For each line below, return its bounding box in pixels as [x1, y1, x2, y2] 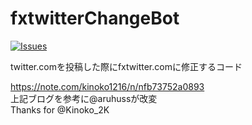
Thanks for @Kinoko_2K [10, 103, 110, 116]
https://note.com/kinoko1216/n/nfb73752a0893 [10, 80, 205, 92]
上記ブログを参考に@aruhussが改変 [10, 92, 158, 104]
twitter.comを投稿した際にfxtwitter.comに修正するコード [10, 60, 243, 72]
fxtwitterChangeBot [10, 7, 180, 30]
